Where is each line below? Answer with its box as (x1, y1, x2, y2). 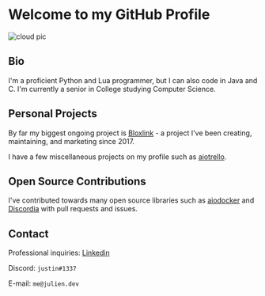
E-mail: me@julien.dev (8, 279, 79, 288)
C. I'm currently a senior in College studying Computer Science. (8, 84, 216, 93)
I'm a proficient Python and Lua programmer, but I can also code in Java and (8, 75, 258, 85)
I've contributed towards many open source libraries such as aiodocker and (8, 195, 255, 205)
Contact (8, 227, 49, 241)
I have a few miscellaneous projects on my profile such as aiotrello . (8, 152, 227, 161)
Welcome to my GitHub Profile (8, 6, 210, 24)
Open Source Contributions (8, 174, 146, 188)
